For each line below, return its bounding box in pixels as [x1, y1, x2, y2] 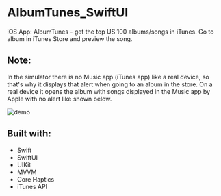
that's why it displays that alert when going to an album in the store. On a [7, 80, 213, 88]
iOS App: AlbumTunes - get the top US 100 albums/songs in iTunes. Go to [7, 27, 214, 36]
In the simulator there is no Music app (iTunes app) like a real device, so [7, 73, 210, 81]
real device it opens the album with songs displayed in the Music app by [7, 87, 211, 95]
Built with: [7, 128, 51, 140]
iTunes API [16, 182, 48, 191]
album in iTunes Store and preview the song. [7, 34, 133, 42]
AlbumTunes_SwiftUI [7, 5, 129, 21]
